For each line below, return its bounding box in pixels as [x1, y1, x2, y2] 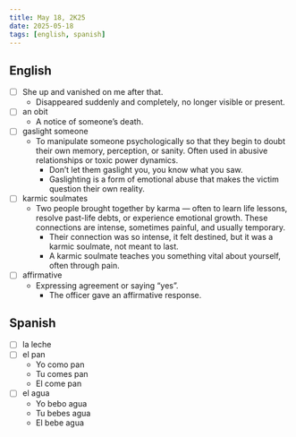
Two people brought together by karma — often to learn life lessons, [35, 203, 288, 214]
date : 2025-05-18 [9, 21, 74, 30]
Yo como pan [35, 359, 85, 370]
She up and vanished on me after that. [21, 87, 164, 98]
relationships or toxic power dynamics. [35, 155, 179, 166]
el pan [21, 349, 47, 360]
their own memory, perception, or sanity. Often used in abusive [35, 145, 268, 157]
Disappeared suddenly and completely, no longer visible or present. [35, 97, 286, 107]
